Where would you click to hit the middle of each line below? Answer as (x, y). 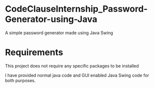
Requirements (34, 53)
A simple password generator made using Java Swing (59, 33)
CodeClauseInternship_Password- (76, 9)
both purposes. (20, 80)
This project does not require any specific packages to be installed (72, 66)
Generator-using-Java (51, 19)
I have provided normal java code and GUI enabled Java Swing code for (77, 75)
